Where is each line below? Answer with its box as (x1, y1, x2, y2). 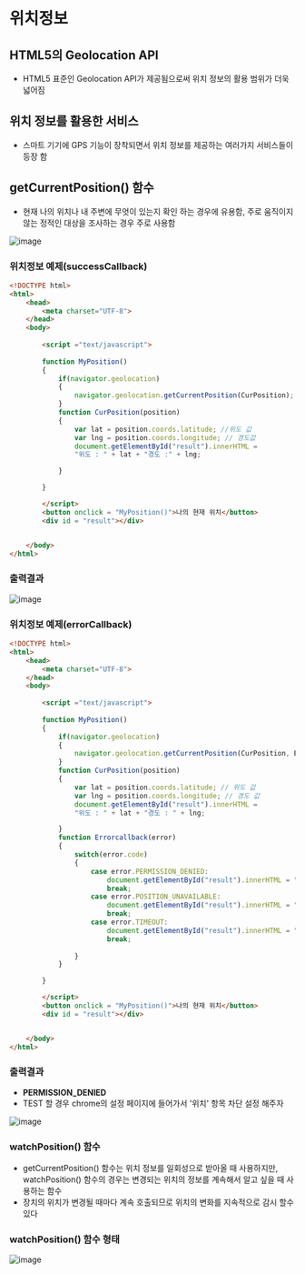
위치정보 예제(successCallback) (9, 260, 148, 273)
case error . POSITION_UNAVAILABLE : (90, 892, 221, 901)
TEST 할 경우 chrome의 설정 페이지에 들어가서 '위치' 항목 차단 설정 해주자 (22, 1098, 284, 1108)
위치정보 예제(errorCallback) (9, 617, 133, 630)
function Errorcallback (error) (57, 833, 177, 842)
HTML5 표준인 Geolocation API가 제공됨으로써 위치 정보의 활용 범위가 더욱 (22, 74, 290, 84)
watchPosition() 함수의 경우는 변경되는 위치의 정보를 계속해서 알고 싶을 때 (22, 1174, 285, 1185)
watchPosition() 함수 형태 (9, 1233, 121, 1246)
